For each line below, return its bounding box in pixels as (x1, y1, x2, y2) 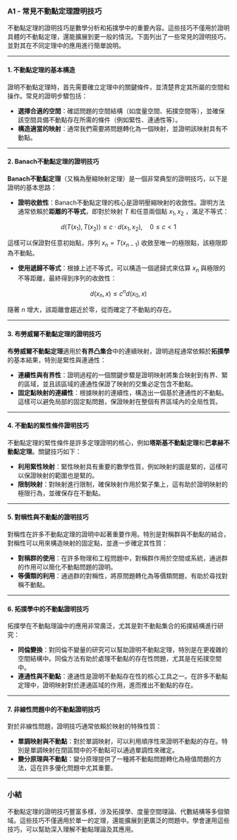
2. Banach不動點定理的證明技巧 (7, 157, 99, 166)
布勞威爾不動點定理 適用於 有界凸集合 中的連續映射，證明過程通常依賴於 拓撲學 (7, 347, 230, 355)
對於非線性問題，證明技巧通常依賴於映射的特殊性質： (7, 722, 162, 730)
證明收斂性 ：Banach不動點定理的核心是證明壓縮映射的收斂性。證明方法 (17, 198, 226, 207)
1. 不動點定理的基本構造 (7, 65, 75, 74)
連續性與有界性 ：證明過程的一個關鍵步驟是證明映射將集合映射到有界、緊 (17, 370, 228, 379)
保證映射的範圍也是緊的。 (23, 471, 99, 479)
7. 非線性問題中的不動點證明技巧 (7, 705, 100, 713)
